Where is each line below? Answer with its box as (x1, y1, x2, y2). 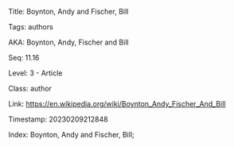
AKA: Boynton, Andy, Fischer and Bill (8, 37, 129, 47)
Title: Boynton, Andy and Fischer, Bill (8, 7, 129, 16)
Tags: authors (8, 22, 53, 31)
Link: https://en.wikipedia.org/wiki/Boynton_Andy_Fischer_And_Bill (8, 99, 226, 108)
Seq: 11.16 (8, 53, 40, 62)
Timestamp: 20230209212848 (8, 114, 109, 124)
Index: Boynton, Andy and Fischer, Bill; (8, 130, 135, 139)
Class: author (8, 83, 52, 93)
